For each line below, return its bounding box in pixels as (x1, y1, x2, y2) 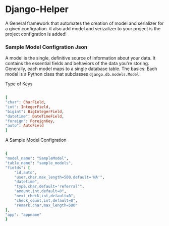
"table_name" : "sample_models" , (5, 160, 73, 165)
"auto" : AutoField (5, 123, 44, 128)
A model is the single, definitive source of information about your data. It (5, 55, 156, 61)
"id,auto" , (14, 170, 37, 175)
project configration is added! (5, 31, 67, 37)
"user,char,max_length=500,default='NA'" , (14, 175, 105, 180)
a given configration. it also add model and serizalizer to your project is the (5, 25, 161, 31)
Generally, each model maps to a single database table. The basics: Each (5, 66, 157, 72)
